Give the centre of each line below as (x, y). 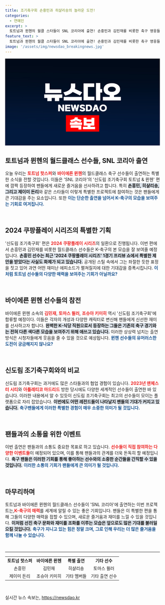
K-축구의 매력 (27, 511)
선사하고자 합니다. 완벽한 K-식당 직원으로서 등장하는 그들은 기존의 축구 (77, 325)
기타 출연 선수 (104, 576)
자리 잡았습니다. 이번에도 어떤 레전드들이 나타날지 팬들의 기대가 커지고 (88, 401)
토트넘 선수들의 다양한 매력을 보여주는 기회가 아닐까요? (66, 274)
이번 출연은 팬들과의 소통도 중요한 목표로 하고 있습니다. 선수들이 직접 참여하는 (79, 447)
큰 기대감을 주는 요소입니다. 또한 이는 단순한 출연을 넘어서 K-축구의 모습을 (75, 198)
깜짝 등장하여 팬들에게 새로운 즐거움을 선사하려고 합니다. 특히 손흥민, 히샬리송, (85, 186)
